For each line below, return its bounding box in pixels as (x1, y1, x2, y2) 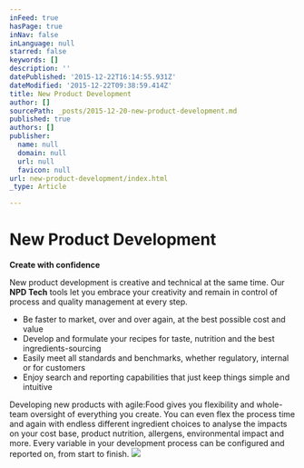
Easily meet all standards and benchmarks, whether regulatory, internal (22, 353, 289, 363)
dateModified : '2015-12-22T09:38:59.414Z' (9, 81, 172, 90)
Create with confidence (9, 260, 101, 271)
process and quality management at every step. (9, 296, 188, 307)
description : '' (9, 65, 71, 74)
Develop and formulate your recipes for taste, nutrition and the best (22, 334, 275, 344)
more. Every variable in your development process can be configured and (9, 438, 285, 449)
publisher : (9, 132, 51, 141)
